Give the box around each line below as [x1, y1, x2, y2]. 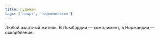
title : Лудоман [5, 7, 36, 12]
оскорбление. [5, 30, 34, 35]
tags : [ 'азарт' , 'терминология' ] [5, 11, 73, 16]
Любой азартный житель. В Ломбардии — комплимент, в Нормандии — [5, 24, 155, 30]
